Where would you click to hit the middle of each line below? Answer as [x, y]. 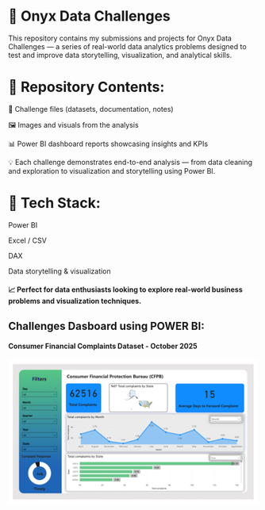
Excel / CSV [28, 240]
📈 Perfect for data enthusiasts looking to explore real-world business [126, 290]
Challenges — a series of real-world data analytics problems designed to [128, 46]
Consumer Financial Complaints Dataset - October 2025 [103, 346]
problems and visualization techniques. [75, 301]
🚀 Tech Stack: [54, 203]
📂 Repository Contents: [86, 87]
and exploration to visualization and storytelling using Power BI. [112, 171]
